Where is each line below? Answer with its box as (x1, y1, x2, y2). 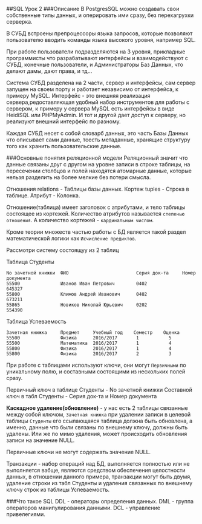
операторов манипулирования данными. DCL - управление (6, 504, 160, 511)
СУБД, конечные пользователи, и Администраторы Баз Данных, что (6, 61, 183, 68)
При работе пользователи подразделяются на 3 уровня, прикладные (6, 48, 186, 55)
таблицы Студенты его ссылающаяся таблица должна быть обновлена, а (6, 417, 193, 424)
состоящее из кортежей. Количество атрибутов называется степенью (6, 210, 185, 217)
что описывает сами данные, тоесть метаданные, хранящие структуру (6, 136, 191, 143)
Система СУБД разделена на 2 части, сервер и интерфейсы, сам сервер (6, 79, 196, 86)
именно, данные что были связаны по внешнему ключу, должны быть (6, 424, 188, 430)
